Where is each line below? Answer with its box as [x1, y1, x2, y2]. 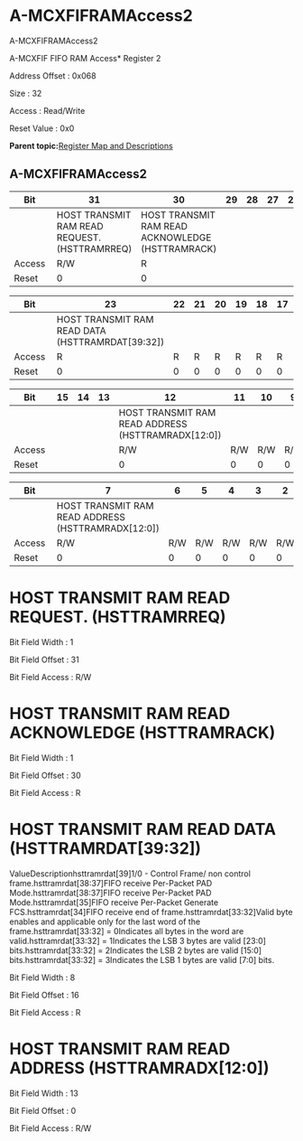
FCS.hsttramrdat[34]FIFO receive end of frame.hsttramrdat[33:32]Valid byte [9, 906, 293, 917]
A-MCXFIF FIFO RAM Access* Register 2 [9, 52, 161, 63]
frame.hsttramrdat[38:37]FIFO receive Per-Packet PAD [9, 877, 213, 888]
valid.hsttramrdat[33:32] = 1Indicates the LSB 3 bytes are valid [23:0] [9, 935, 266, 946]
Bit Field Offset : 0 [9, 1105, 77, 1116]
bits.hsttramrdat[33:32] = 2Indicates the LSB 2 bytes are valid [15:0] [9, 945, 262, 956]
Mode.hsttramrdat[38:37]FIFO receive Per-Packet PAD [9, 887, 212, 898]
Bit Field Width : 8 [9, 972, 76, 983]
